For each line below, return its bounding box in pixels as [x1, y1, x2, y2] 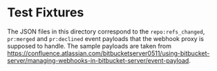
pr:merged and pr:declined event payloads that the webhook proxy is [7, 34, 204, 42]
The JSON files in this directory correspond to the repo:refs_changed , [7, 27, 205, 35]
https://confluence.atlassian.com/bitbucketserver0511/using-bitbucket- [7, 49, 210, 57]
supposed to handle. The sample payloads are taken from [7, 42, 171, 50]
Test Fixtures [7, 5, 84, 20]
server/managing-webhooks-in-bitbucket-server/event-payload [7, 56, 189, 64]
